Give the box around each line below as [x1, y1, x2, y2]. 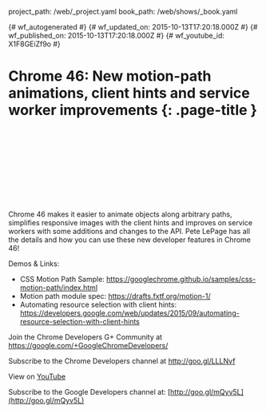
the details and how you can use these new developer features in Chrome [8, 235, 252, 244]
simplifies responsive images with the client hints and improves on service [8, 217, 253, 227]
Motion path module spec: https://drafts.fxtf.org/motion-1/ [19, 291, 211, 300]
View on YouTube [8, 371, 66, 381]
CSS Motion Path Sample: [19, 274, 105, 284]
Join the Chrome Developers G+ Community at [8, 332, 162, 342]
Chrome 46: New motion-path [8, 67, 212, 85]
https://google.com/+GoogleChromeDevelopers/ [8, 340, 169, 350]
